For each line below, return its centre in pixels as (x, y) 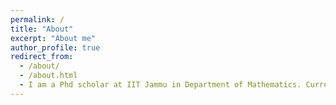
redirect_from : (42, 57)
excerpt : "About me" (53, 38)
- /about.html (48, 76)
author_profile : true (55, 47)
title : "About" (42, 29)
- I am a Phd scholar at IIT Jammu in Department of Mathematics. (160, 85)
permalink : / (37, 19)
